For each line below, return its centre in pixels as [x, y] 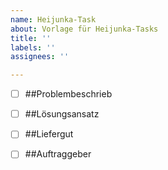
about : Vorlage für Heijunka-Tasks [84, 29]
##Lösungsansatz [62, 114]
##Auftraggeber [58, 154]
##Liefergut [49, 134]
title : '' [31, 38]
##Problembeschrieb [68, 94]
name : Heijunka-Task [53, 19]
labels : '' [33, 47]
